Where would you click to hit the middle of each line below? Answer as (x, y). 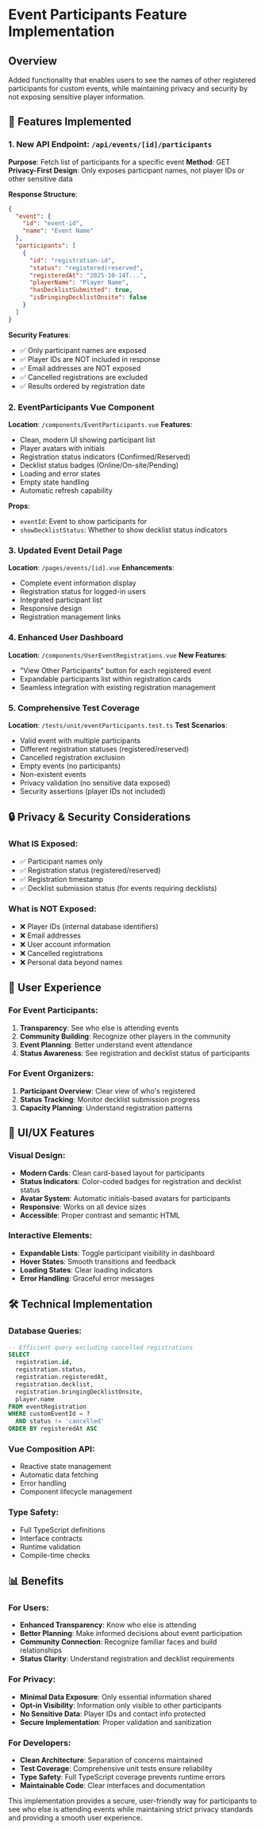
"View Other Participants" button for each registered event (115, 670)
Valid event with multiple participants (80, 740)
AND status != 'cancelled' (60, 1421)
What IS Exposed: (43, 844)
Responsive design (51, 608)
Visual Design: (37, 1156)
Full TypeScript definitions (62, 1529)
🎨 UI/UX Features (52, 1133)
